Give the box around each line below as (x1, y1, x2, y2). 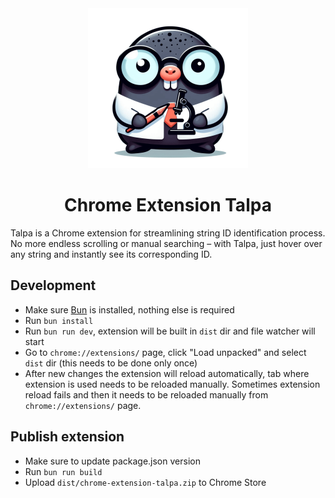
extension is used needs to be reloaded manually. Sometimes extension (24, 378, 321, 390)
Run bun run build (24, 465, 103, 477)
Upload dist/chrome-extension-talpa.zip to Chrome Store (24, 476, 267, 488)
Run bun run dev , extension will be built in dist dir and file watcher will (24, 325, 316, 337)
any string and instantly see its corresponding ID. (10, 248, 213, 260)
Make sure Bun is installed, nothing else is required (24, 303, 235, 316)
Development (10, 277, 97, 294)
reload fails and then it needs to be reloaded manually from (24, 388, 269, 401)
